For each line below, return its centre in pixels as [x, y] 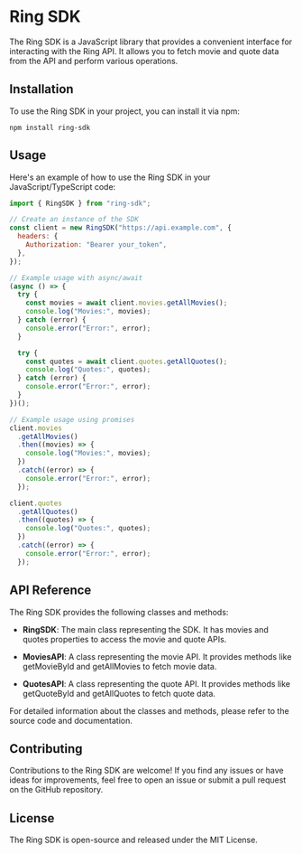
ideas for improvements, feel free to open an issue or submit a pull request [148, 780]
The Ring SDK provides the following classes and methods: [119, 612]
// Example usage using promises [72, 419]
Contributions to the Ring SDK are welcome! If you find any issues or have [146, 771]
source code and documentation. [71, 720]
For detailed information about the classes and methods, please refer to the [150, 710]
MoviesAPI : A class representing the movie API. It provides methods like [157, 656]
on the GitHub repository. [56, 790]
